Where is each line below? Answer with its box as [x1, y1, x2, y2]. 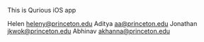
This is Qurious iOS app [7, 6, 76, 14]
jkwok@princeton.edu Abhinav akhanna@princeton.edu [7, 27, 170, 35]
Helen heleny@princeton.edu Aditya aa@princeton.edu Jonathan [7, 20, 198, 27]
